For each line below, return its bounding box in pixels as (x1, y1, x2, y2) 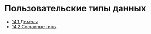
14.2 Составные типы (11, 23, 57, 29)
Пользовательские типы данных (4, 3, 146, 14)
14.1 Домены (11, 19, 38, 24)
